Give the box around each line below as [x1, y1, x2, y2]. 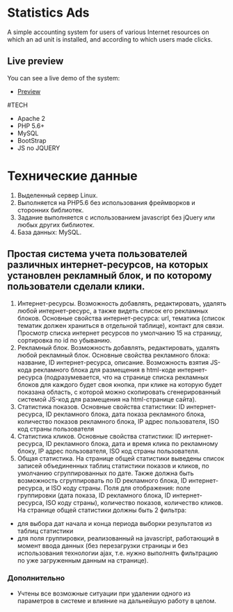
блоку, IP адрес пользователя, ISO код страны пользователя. [17, 447, 200, 455]
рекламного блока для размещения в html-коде [33, 365, 176, 374]
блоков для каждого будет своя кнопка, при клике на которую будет [17, 380, 223, 388]
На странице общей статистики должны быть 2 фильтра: [17, 506, 186, 514]
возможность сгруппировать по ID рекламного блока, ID [17, 476, 188, 484]
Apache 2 [17, 114, 45, 122]
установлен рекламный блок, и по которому [7, 270, 212, 282]
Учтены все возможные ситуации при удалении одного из [17, 589, 191, 597]
